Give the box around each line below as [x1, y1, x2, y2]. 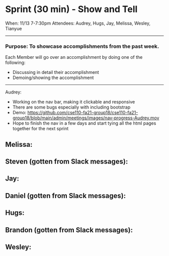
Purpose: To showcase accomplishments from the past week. [5, 43, 159, 50]
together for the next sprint [12, 126, 69, 132]
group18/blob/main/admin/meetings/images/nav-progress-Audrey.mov [12, 115, 159, 121]
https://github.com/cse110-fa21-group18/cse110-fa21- [27, 110, 138, 116]
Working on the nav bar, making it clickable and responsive [12, 99, 135, 105]
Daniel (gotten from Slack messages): [5, 191, 126, 200]
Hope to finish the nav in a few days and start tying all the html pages [12, 120, 156, 126]
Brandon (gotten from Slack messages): [5, 225, 133, 234]
